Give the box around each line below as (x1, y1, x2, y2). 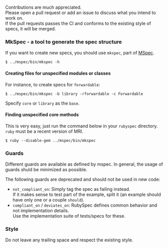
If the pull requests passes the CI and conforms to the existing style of (5, 20, 151, 26)
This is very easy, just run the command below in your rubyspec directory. (5, 123, 158, 129)
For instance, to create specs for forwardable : (5, 81, 100, 87)
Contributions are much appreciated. (5, 5, 82, 10)
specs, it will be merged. (5, 26, 57, 32)
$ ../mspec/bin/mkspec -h (5, 60, 60, 65)
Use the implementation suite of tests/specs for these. (12, 213, 126, 219)
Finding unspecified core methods (5, 112, 79, 118)
